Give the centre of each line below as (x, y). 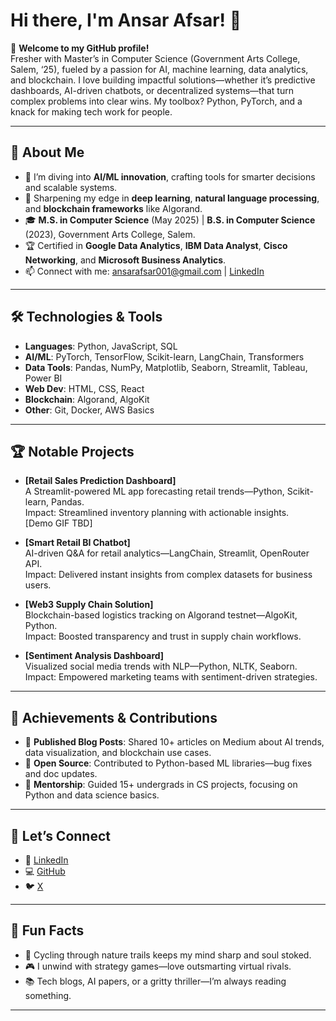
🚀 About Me (47, 152)
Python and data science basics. (92, 795)
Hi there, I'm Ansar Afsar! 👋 (126, 20)
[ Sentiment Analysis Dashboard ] (94, 656)
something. (48, 995)
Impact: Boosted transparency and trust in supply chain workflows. (163, 636)
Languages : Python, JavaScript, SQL (101, 346)
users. (38, 585)
